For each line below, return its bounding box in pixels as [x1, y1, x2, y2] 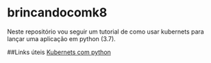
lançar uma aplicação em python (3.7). [7, 34, 116, 42]
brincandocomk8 [7, 5, 108, 21]
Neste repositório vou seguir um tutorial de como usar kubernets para [7, 27, 204, 36]
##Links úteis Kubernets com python [7, 48, 112, 56]
